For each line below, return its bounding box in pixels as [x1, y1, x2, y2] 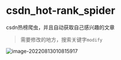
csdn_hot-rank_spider [6, 4, 115, 17]
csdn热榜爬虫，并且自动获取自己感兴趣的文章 [6, 24, 115, 31]
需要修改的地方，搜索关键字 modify [20, 36, 103, 43]
